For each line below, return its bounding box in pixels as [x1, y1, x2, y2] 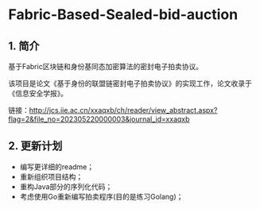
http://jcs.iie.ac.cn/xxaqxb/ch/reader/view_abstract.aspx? [29, 106, 218, 114]
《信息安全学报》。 [8, 89, 68, 98]
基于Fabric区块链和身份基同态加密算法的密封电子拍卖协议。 [8, 62, 204, 71]
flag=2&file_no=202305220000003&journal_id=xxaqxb [8, 114, 190, 124]
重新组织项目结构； [19, 172, 83, 181]
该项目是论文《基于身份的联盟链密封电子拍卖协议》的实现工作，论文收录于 [8, 79, 252, 88]
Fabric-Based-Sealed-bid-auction [8, 6, 239, 24]
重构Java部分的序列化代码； [19, 181, 113, 192]
